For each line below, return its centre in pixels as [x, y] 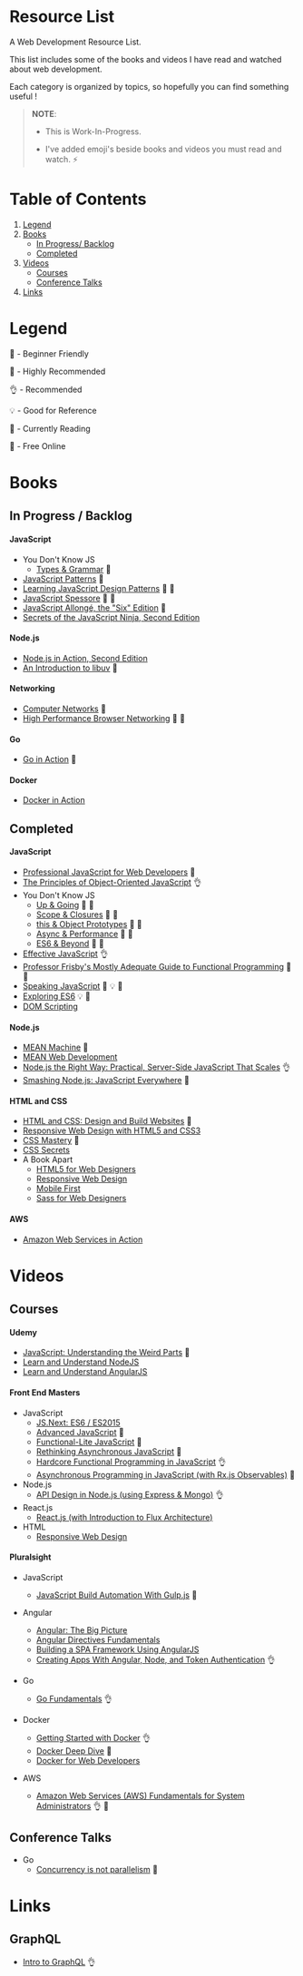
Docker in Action [54, 800]
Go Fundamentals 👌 [74, 1698]
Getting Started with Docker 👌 [93, 1737]
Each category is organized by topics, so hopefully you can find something [149, 86]
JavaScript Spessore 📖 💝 [69, 598]
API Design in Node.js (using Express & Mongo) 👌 [130, 1494]
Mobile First [58, 1189]
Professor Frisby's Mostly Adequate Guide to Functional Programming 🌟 [157, 967]
